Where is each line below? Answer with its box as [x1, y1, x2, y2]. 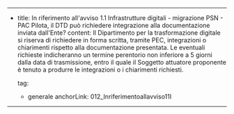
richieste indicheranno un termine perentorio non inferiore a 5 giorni [17, 51, 212, 59]
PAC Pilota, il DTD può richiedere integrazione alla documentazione [17, 22, 210, 29]
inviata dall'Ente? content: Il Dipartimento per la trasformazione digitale [17, 28, 221, 37]
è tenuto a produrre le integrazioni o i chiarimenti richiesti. [17, 65, 184, 74]
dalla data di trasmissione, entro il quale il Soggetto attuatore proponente [17, 58, 226, 66]
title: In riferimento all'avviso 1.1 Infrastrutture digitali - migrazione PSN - [17, 14, 224, 22]
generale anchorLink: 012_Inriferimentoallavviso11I [27, 92, 172, 101]
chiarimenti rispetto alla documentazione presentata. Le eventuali [17, 43, 205, 51]
